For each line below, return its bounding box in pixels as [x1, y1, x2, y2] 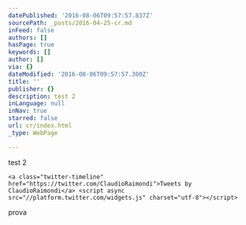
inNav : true [8, 107, 47, 115]
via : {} [8, 63, 34, 71]
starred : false [8, 114, 58, 122]
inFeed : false [8, 26, 55, 34]
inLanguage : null [8, 99, 65, 107]
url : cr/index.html [8, 122, 73, 129]
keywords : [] [8, 48, 51, 56]
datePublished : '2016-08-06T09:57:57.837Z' [8, 11, 154, 20]
